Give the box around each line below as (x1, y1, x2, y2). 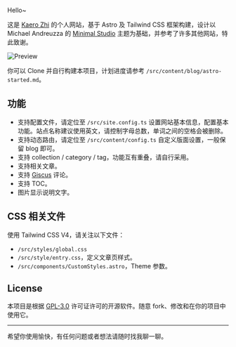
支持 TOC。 (17, 179, 51, 188)
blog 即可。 (25, 144, 59, 152)
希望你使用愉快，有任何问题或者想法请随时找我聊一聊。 (7, 332, 167, 341)
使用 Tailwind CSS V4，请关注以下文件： (7, 230, 125, 239)
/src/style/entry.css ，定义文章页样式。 (17, 253, 136, 261)
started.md (7, 77, 39, 84)
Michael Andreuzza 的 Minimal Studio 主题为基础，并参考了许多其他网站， (7, 30, 223, 37)
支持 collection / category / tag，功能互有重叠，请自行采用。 (17, 152, 193, 161)
